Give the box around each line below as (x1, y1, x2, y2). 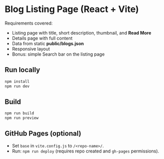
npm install (5, 79, 30, 84)
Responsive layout (12, 46, 50, 52)
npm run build (5, 111, 35, 116)
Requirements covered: (5, 20, 53, 26)
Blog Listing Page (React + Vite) (5, 4, 139, 15)
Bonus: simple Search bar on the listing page (12, 51, 105, 57)
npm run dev (5, 84, 30, 89)
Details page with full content (12, 35, 73, 41)
